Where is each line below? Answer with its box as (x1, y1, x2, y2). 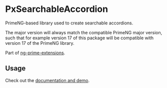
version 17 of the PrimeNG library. (5, 40, 74, 46)
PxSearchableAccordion (5, 3, 108, 15)
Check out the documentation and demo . (5, 77, 90, 83)
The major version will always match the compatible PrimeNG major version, (5, 29, 162, 35)
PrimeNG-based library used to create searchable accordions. (5, 20, 133, 26)
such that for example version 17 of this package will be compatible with (5, 35, 154, 41)
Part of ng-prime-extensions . (5, 50, 65, 56)
